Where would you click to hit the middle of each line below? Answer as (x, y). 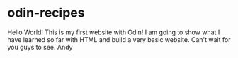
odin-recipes (46, 13)
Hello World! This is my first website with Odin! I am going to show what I (114, 32)
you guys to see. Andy (40, 47)
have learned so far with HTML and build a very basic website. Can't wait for (119, 39)
